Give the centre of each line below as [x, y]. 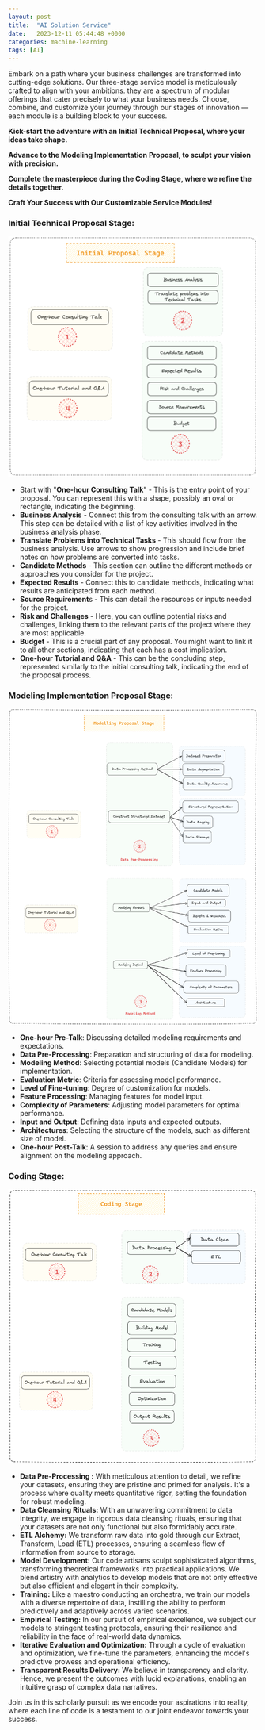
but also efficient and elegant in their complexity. [99, 1586]
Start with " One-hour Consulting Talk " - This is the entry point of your [135, 489]
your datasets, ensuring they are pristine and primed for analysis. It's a [135, 1485]
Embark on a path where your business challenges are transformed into [125, 74]
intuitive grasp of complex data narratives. [89, 1687]
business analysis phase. [61, 531]
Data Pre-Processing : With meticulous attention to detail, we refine [130, 1476]
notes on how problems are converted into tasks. [99, 557]
